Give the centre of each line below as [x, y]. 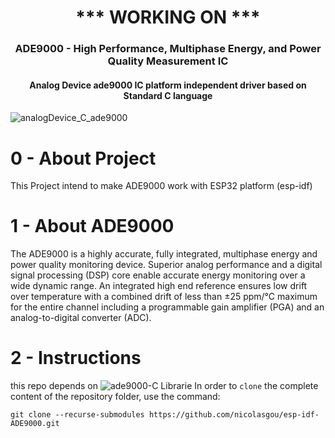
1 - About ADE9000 [92, 226]
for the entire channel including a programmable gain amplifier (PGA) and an [167, 307]
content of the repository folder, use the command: [115, 397]
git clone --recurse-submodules [77, 415]
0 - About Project [83, 158]
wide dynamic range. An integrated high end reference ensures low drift [159, 286]
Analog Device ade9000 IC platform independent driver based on [168, 85]
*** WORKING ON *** [168, 17]
